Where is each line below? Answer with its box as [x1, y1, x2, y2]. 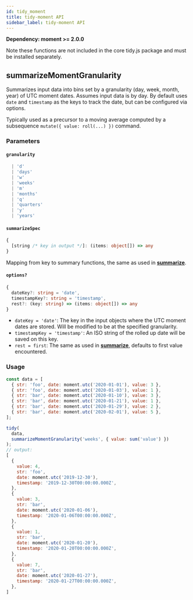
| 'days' [11, 169, 33, 175]
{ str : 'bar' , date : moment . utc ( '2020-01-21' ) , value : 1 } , [11, 398, 161, 404]
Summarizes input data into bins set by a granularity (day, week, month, [6, 86, 180, 93]
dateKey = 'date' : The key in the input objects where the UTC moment [14, 317, 186, 324]
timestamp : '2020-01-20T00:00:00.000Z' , [16, 545, 117, 552]
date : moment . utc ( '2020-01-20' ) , [16, 540, 99, 546]
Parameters [6, 137, 40, 145]
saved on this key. [14, 336, 59, 343]
